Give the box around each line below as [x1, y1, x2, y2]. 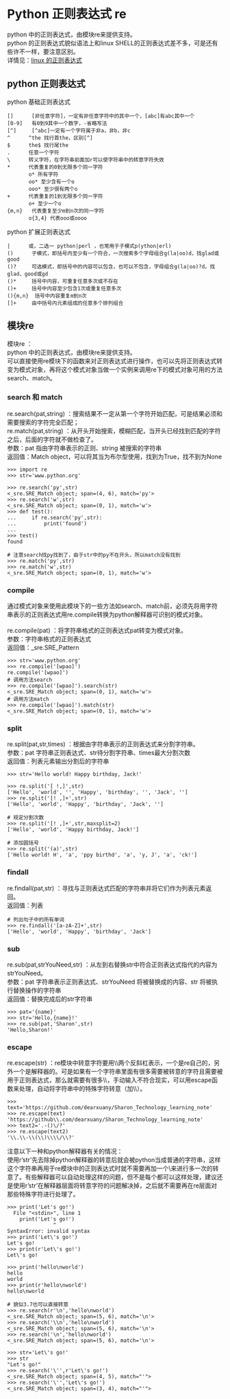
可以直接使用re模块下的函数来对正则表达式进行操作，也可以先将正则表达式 [7, 356, 217, 365]
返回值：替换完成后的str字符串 [7, 995, 93, 1003]
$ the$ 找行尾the [7, 141, 69, 148]
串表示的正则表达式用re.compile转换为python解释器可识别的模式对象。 [7, 610, 207, 618]
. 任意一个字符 [7, 149, 60, 156]
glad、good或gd [7, 270, 49, 277]
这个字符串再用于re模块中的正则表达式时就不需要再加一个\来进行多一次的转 [7, 1164, 219, 1172]
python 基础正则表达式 [7, 97, 71, 106]
